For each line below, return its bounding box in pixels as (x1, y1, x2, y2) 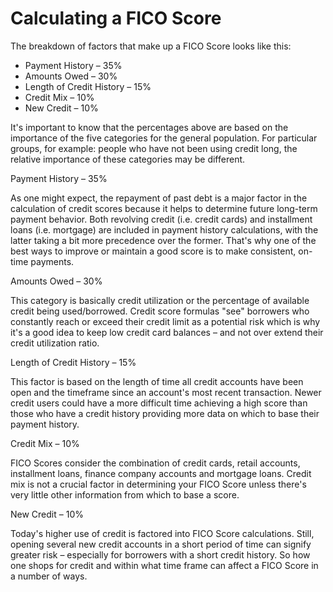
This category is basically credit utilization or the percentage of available (10, 294, 310, 306)
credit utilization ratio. (10, 337, 100, 349)
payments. (30, 255, 75, 267)
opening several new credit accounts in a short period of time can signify (10, 538, 312, 550)
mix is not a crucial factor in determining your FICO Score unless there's (10, 478, 307, 490)
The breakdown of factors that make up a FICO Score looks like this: (10, 40, 292, 52)
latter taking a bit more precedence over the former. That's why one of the (10, 234, 317, 246)
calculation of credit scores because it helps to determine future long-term (10, 202, 318, 214)
